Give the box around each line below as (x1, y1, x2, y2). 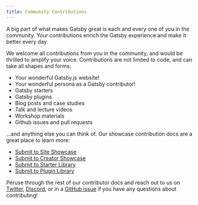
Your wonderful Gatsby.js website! (14, 74, 100, 81)
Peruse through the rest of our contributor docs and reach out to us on (6, 179, 181, 186)
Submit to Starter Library (14, 161, 76, 168)
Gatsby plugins (14, 93, 52, 100)
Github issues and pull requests (14, 118, 93, 126)
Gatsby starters (14, 86, 53, 94)
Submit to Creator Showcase (14, 154, 86, 162)
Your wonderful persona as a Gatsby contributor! (14, 80, 136, 88)
